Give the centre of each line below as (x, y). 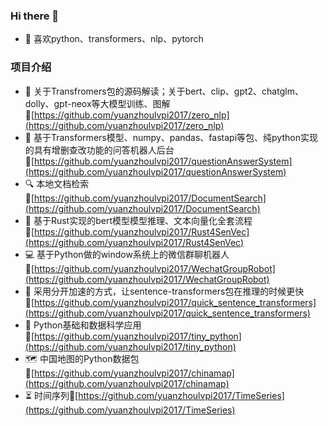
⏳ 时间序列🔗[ (51, 395)
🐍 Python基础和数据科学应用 (83, 325)
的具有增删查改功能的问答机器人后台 (99, 150)
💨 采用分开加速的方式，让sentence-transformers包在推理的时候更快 (164, 291)
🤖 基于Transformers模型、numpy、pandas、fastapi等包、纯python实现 (171, 137)
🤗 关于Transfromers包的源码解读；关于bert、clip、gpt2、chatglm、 (164, 91)
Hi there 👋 (35, 16)
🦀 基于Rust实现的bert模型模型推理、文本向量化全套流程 (138, 220)
